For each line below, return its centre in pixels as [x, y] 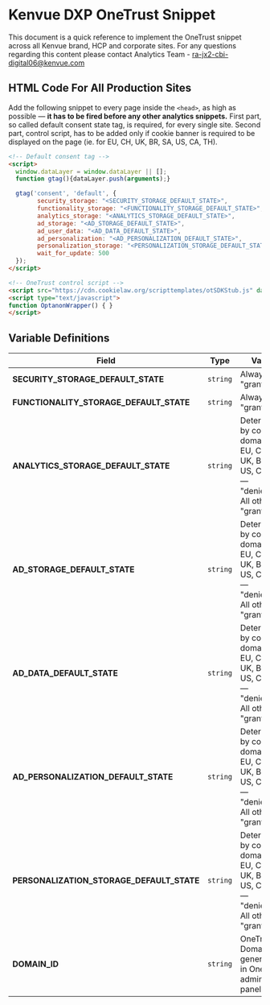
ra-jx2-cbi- [210, 54]
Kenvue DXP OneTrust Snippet [112, 15]
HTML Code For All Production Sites [100, 88]
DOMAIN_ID [35, 964]
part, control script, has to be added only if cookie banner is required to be [132, 133]
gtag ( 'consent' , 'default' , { [66, 194]
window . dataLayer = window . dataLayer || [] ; [91, 172]
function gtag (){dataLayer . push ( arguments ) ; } [93, 179]
